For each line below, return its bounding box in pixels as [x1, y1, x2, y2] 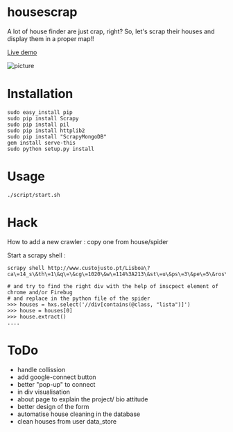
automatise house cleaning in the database [17, 410, 141, 418]
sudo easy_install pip [7, 109, 73, 115]
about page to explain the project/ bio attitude [17, 394, 148, 403]
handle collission [17, 365, 66, 374]
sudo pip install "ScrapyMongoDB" [7, 133, 107, 140]
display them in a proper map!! [7, 34, 95, 42]
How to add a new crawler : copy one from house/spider [7, 237, 169, 246]
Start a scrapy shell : [7, 251, 66, 259]
